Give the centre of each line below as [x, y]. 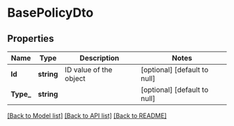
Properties [31, 39]
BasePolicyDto [50, 13]
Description [100, 58]
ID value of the [89, 70]
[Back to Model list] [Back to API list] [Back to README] [87, 116]
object [75, 78]
